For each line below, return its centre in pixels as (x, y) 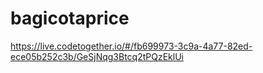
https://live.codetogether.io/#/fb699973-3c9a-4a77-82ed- (131, 46)
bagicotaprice (70, 18)
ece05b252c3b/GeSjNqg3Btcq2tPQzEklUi (97, 56)
